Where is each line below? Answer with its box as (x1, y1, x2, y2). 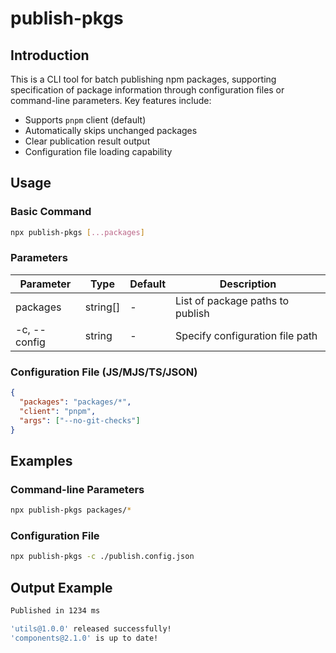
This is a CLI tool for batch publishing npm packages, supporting (10, 73, 277, 85)
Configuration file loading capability (24, 146, 173, 157)
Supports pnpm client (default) (24, 114, 147, 126)
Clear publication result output (24, 135, 151, 147)
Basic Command (10, 205, 92, 219)
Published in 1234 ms (10, 606, 101, 616)
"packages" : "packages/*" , (19, 397, 132, 407)
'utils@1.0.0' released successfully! (10, 623, 172, 634)
